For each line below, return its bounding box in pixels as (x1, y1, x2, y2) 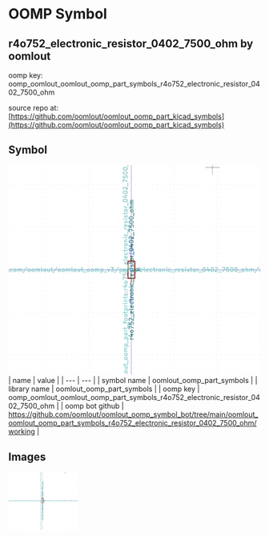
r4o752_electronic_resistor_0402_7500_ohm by (8, 37, 254, 50)
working (8, 426, 36, 437)
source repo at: (8, 103, 58, 112)
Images (8, 450, 46, 463)
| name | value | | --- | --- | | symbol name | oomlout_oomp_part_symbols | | (8, 376, 258, 386)
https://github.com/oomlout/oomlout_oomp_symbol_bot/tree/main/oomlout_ (8, 410, 259, 419)
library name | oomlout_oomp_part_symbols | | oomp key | (8, 384, 200, 394)
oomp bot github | (65, 402, 124, 411)
